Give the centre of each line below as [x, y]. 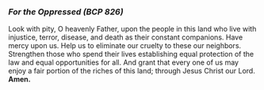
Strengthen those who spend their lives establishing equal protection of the [131, 54]
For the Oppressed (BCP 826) [66, 12]
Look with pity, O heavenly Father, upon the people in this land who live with [132, 29]
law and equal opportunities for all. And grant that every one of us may [124, 62]
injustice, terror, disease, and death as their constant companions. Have [126, 37]
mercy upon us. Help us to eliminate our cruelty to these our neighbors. [125, 46]
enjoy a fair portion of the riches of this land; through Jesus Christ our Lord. [132, 71]
